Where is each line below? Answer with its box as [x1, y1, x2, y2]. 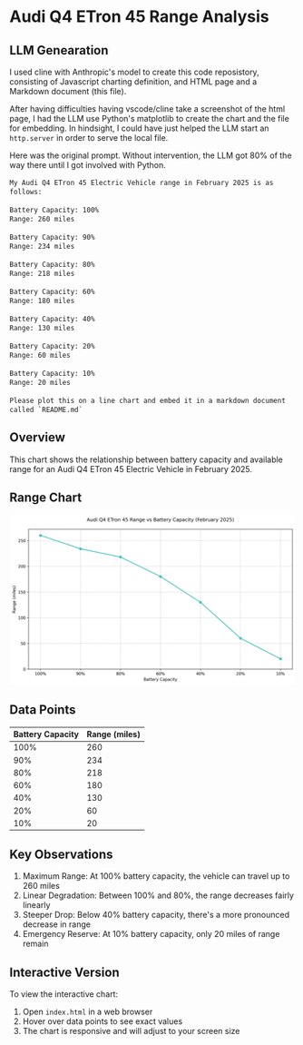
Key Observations [9, 846, 113, 862]
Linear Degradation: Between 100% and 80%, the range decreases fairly [22, 890, 295, 901]
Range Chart [9, 490, 83, 506]
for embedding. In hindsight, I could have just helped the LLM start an [9, 123, 269, 133]
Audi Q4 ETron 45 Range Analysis [9, 6, 269, 27]
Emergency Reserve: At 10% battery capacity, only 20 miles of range [22, 929, 280, 940]
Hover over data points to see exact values [22, 1016, 183, 1027]
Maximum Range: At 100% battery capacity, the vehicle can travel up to [22, 871, 290, 882]
